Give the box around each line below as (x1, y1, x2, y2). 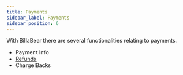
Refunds (15, 55, 37, 63)
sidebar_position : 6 (6, 20, 59, 26)
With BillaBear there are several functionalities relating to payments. (6, 37, 177, 45)
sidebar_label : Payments (6, 15, 70, 21)
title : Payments (6, 9, 48, 15)
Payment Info (15, 49, 49, 56)
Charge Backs (15, 62, 51, 69)
